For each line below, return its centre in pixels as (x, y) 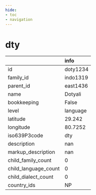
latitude (17, 119)
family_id (18, 78)
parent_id (19, 86)
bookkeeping (23, 102)
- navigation (19, 19)
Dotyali (73, 94)
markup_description (32, 152)
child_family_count (30, 160)
